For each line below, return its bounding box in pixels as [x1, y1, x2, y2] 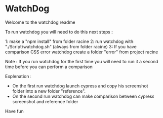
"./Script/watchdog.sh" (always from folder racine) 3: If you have [5, 43, 137, 49]
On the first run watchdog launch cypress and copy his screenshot [12, 82, 148, 89]
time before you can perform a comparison [5, 64, 93, 70]
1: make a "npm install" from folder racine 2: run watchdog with [5, 38, 134, 44]
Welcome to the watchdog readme [5, 19, 76, 25]
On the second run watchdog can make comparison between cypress [12, 93, 155, 99]
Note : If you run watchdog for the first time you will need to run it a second [5, 58, 159, 64]
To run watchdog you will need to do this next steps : [5, 29, 113, 35]
